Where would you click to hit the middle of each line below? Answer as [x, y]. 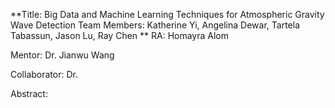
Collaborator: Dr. [44, 74]
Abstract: [29, 93]
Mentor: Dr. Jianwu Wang [62, 55]
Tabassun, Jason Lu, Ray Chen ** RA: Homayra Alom [120, 35]
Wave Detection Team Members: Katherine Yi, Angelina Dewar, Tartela [155, 25]
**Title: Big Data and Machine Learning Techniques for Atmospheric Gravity [167, 14]
